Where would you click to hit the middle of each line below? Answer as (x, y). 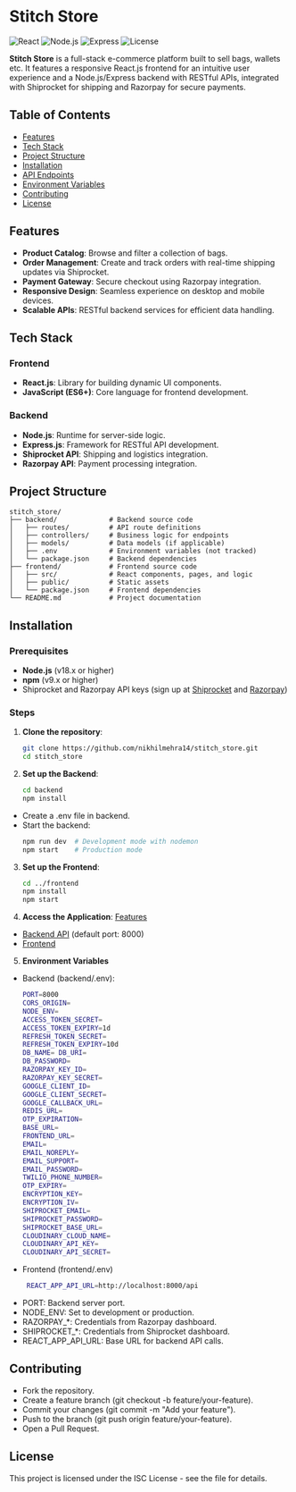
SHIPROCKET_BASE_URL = (62, 1227)
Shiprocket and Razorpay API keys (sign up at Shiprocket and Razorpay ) (155, 689)
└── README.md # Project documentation (105, 598)
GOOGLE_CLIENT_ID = (56, 1086)
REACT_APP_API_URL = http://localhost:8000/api (112, 1286)
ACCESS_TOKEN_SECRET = (62, 1020)
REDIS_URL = (42, 1111)
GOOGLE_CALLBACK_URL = (62, 1103)
